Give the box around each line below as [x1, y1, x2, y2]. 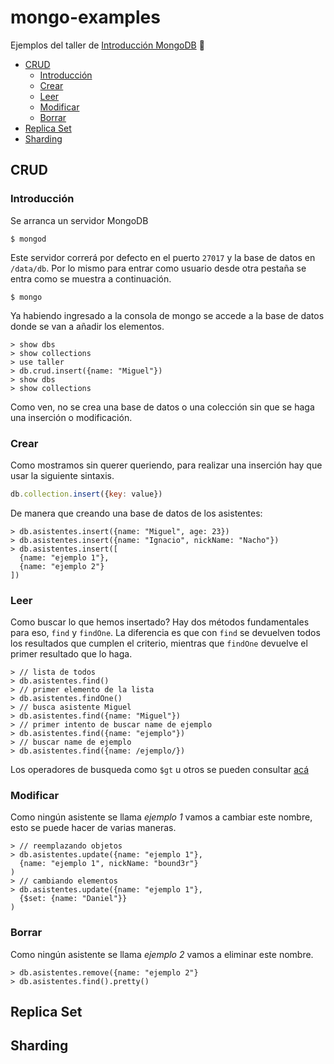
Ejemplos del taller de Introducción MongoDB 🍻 [10, 39, 205, 51]
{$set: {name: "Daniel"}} [19, 894, 128, 904]
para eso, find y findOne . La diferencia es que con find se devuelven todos [10, 627, 321, 639]
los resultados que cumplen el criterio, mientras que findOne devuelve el [10, 637, 308, 650]
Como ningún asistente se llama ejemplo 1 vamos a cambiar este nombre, [10, 811, 313, 823]
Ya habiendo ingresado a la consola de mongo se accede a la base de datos [10, 309, 325, 321]
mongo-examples [10, 6, 161, 29]
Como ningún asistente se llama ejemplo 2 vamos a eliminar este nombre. [10, 948, 314, 960]
